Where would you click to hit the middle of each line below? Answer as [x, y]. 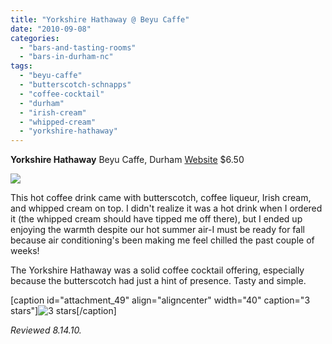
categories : [35, 38]
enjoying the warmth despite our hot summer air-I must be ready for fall [157, 230]
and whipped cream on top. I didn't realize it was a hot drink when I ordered [166, 208]
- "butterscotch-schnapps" [75, 85]
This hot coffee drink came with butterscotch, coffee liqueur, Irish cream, [161, 198]
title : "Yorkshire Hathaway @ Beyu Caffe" [100, 19]
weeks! [25, 251]
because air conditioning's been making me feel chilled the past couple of [162, 240]
